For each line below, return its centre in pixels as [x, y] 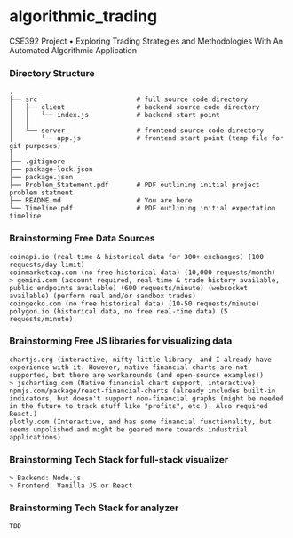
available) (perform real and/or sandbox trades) [103, 296]
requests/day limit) [48, 265]
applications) [36, 437]
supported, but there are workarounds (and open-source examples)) [137, 375]
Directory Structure [52, 73]
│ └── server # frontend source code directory [137, 131]
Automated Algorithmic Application [73, 50]
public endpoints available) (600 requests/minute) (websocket [129, 288]
